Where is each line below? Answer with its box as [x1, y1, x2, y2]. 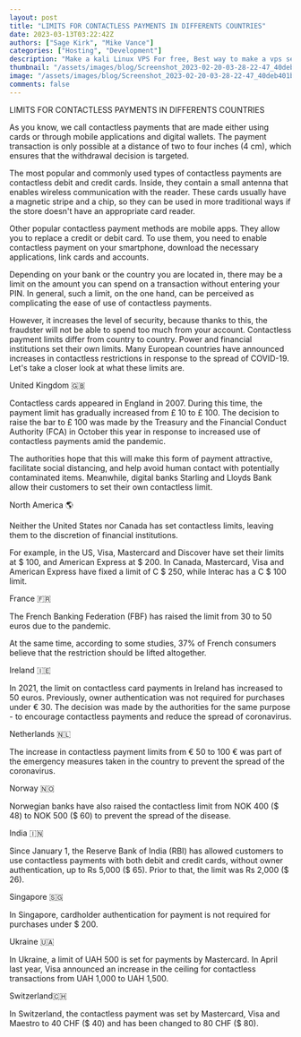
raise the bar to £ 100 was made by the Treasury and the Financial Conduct [9, 416, 287, 427]
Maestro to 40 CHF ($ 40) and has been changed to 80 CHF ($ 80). [9, 1017, 259, 1028]
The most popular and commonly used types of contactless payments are [9, 167, 282, 178]
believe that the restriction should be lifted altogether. [9, 647, 207, 658]
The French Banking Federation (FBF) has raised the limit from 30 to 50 [9, 611, 272, 621]
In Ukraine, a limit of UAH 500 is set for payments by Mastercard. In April [9, 954, 278, 964]
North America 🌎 [9, 499, 74, 510]
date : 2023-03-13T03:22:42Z [9, 30, 115, 39]
